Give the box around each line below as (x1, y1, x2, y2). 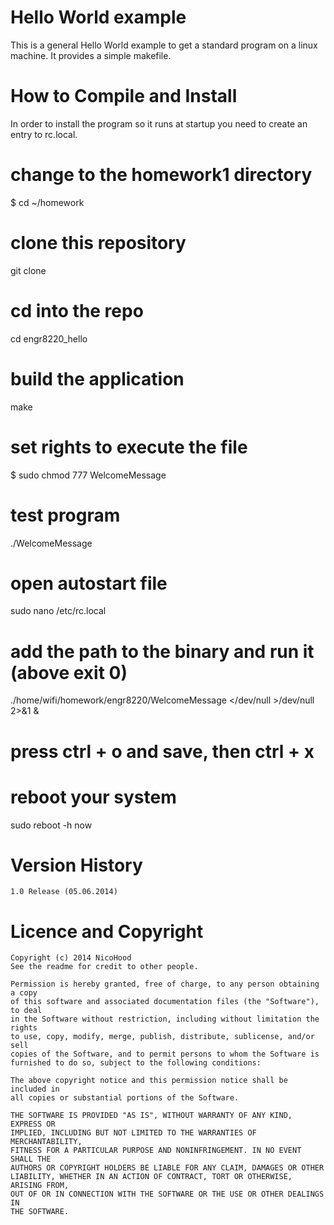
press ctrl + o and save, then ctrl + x (10, 740, 315, 763)
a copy (10, 988, 38, 998)
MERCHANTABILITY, (10, 1137, 83, 1147)
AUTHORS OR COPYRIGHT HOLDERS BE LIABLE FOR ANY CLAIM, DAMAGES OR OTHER (10, 1163, 325, 1173)
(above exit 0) (10, 661, 128, 684)
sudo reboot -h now (10, 819, 93, 831)
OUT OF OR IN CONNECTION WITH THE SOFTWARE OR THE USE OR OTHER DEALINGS (10, 1189, 325, 1200)
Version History (10, 854, 143, 876)
